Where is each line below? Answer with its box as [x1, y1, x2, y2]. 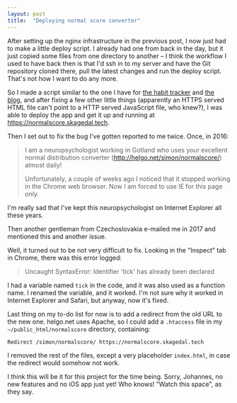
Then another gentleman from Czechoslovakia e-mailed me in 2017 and [7, 224, 216, 233]
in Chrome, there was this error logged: [7, 253, 122, 262]
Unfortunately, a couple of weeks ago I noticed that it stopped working [24, 175, 231, 183]
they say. [7, 387, 34, 396]
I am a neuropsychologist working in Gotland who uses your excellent [24, 145, 228, 154]
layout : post [7, 10, 46, 18]
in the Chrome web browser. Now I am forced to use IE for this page [24, 182, 223, 190]
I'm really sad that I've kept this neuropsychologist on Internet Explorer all [7, 203, 222, 211]
